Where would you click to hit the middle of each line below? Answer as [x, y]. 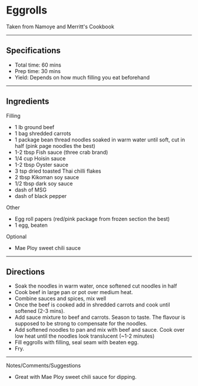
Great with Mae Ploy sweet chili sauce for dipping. [75, 377]
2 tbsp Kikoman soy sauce [47, 177]
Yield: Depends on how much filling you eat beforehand [82, 77]
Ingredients [28, 102]
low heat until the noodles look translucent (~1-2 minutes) [85, 336]
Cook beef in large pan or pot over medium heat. [74, 292]
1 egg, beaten [31, 225]
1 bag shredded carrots [43, 133]
